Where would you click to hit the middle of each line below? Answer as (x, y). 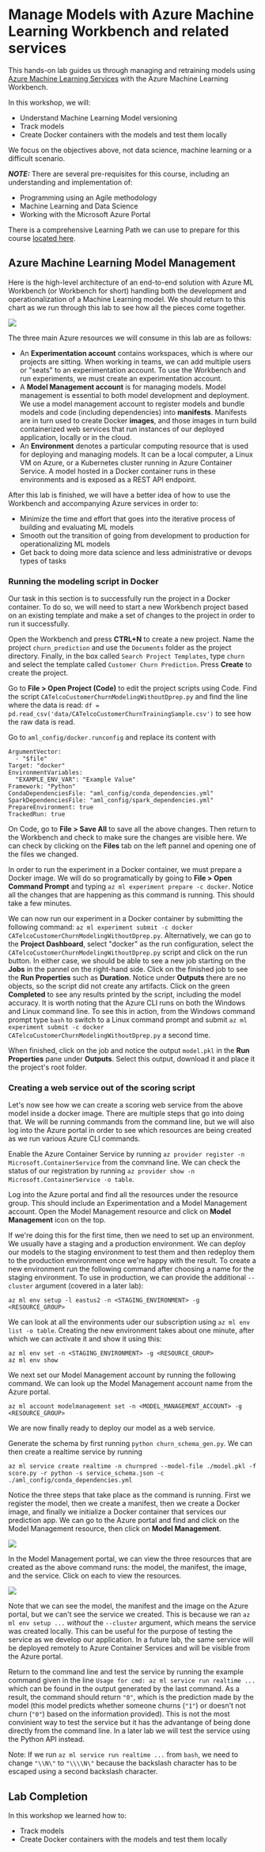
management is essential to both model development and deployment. (134, 395)
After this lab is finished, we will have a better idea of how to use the (119, 495)
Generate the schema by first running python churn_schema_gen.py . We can (131, 1444)
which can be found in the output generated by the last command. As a (124, 1689)
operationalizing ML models (65, 544)
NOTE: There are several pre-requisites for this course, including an (119, 174)
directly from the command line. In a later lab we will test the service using (129, 1731)
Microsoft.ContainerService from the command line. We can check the (125, 1162)
